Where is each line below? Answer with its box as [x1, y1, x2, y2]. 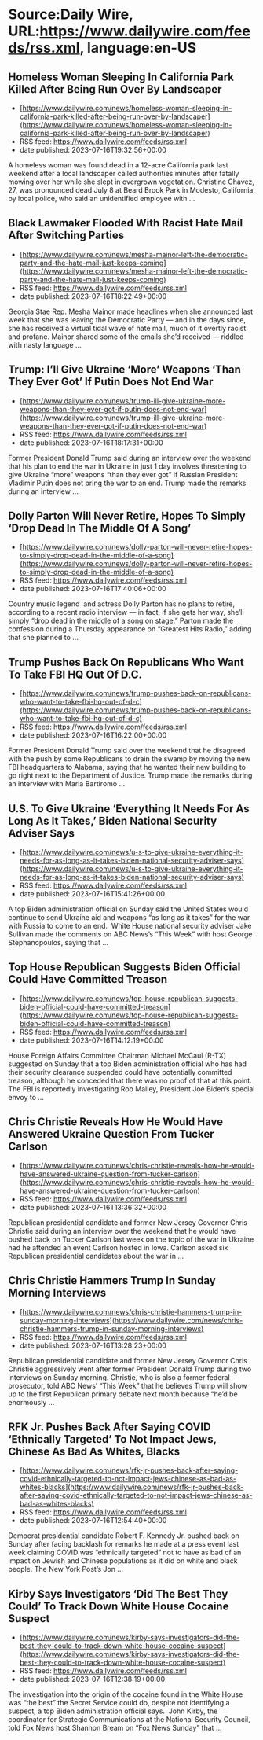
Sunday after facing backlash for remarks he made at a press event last [8, 1540, 239, 1549]
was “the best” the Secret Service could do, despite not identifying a [8, 1698, 230, 1708]
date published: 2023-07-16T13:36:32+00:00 [19, 1202, 167, 1212]
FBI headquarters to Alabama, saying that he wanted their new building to [8, 763, 246, 772]
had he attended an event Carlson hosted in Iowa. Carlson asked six [8, 1242, 228, 1252]
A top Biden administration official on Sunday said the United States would [8, 904, 249, 914]
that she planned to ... [8, 633, 79, 642]
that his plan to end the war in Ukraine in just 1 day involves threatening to [8, 462, 247, 471]
